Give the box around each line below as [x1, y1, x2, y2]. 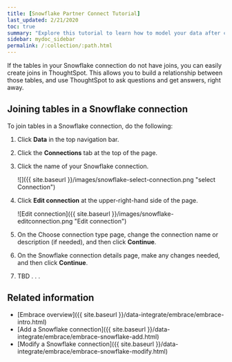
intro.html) [17, 318, 47, 326]
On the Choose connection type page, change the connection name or [17, 230, 219, 239]
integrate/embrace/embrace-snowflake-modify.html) [17, 347, 168, 355]
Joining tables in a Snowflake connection [7, 103, 188, 115]
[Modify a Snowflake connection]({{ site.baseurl [17, 340, 154, 348]
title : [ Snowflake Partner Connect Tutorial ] [7, 10, 140, 17]
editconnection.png [17, 217, 73, 225]
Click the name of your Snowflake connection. [17, 162, 149, 170]
